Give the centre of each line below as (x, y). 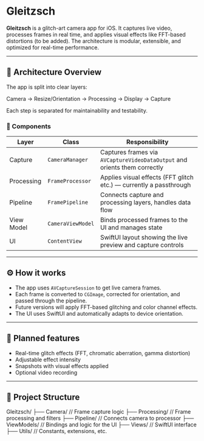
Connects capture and (132, 195)
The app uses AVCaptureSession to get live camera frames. (88, 288)
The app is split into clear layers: (47, 87)
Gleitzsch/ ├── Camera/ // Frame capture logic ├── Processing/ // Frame (99, 412)
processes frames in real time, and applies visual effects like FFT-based (96, 34)
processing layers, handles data (145, 203)
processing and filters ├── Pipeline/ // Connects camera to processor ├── (100, 418)
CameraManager (68, 160)
